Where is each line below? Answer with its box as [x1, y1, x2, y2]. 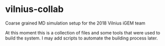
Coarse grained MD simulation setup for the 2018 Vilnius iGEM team [5, 20, 145, 26]
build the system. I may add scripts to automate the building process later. [5, 35, 158, 41]
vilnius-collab [5, 3, 64, 15]
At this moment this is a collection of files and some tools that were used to [5, 29, 160, 35]
